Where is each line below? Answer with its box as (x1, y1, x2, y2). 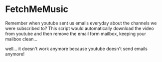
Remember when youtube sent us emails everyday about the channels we (5, 20, 157, 26)
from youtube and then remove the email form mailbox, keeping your (5, 30, 146, 36)
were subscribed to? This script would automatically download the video (5, 25, 154, 31)
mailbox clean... (5, 36, 38, 42)
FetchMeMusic (5, 3, 69, 15)
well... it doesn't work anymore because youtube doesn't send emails (5, 45, 148, 51)
